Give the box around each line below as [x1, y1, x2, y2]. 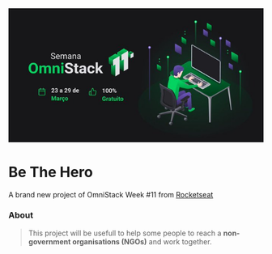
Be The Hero [8, 163, 93, 181]
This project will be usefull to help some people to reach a [28, 228, 222, 238]
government [28, 236, 71, 246]
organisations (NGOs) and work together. [72, 236, 212, 246]
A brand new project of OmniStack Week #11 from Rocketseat [8, 189, 214, 199]
